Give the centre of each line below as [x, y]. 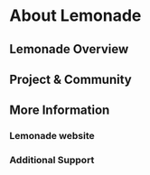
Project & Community [71, 79]
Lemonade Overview [69, 49]
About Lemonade [75, 16]
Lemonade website [52, 136]
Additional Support [52, 161]
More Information [60, 111]
